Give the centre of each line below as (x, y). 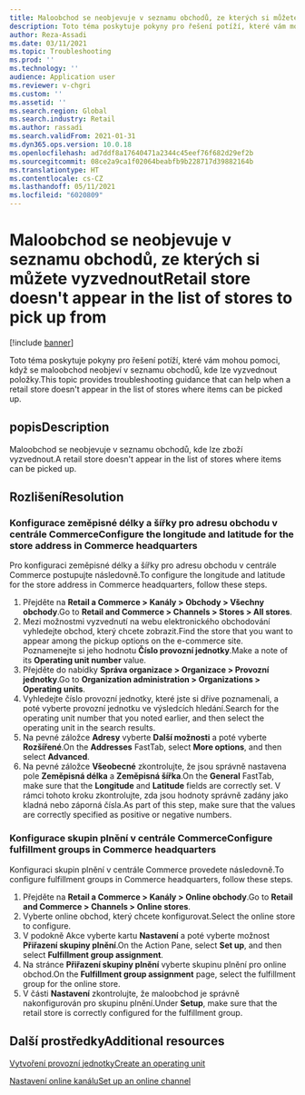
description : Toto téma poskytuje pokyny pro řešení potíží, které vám (148, 26)
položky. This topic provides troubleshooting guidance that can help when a (150, 379)
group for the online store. (71, 983)
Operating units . (54, 689)
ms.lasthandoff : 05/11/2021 (63, 187)
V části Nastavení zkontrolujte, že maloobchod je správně (131, 993)
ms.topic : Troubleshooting (60, 52)
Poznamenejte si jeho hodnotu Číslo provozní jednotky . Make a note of (155, 651)
